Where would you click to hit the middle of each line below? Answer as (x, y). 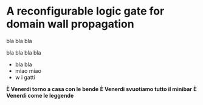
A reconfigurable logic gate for (85, 11)
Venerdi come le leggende (40, 95)
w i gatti (25, 77)
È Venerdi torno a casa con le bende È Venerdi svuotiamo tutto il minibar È (101, 89)
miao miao (28, 70)
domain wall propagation (71, 24)
